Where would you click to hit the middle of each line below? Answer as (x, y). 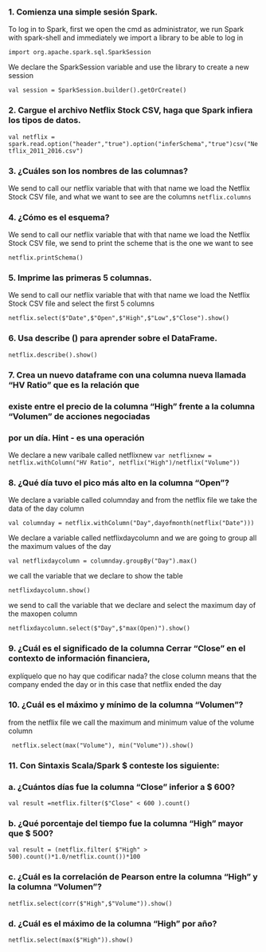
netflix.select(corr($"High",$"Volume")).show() (90, 903)
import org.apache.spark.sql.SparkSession (80, 53)
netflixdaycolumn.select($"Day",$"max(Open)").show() (100, 629)
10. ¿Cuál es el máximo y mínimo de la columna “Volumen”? (126, 705)
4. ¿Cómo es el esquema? (59, 217)
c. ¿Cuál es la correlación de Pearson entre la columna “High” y (133, 877)
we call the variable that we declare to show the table (96, 576)
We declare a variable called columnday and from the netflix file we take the (133, 500)
